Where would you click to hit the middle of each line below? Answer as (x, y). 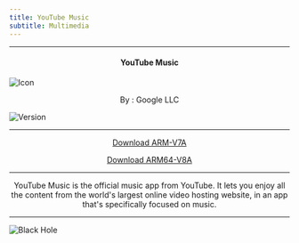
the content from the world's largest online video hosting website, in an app (149, 194)
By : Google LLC (149, 100)
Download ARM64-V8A (149, 159)
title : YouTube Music (49, 17)
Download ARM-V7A (149, 142)
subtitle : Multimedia (49, 26)
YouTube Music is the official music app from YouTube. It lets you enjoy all (149, 185)
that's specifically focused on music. (149, 204)
